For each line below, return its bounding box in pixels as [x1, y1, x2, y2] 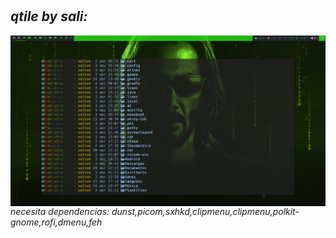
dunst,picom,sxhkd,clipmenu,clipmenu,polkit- [111, 205, 300, 217]
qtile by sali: [10, 8, 88, 25]
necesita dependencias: [10, 205, 110, 217]
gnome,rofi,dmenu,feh [10, 216, 103, 228]
